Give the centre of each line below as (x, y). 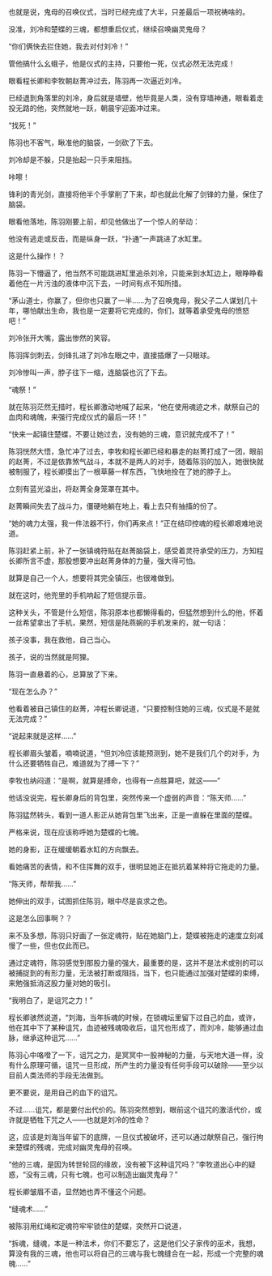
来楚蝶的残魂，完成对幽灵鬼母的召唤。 (72, 1147)
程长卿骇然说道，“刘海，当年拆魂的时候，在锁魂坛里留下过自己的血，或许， (134, 1018)
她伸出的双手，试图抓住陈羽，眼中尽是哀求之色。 (90, 901)
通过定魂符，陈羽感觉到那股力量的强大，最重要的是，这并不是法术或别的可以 (136, 963)
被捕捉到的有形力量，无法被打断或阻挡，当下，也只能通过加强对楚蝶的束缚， (136, 973)
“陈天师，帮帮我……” (42, 884)
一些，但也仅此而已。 (58, 945)
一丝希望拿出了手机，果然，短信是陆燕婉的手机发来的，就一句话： (118, 623)
